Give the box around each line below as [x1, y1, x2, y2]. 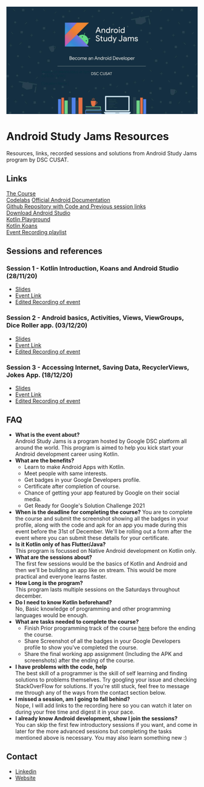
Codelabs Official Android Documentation [6, 196, 110, 203]
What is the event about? [15, 431, 80, 438]
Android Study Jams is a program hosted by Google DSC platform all [15, 437, 187, 445]
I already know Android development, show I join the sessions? [15, 714, 178, 722]
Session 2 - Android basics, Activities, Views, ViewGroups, [6, 314, 184, 322]
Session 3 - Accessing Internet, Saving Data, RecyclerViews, [6, 363, 189, 371]
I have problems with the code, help [15, 663, 107, 670]
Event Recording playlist [6, 228, 67, 235]
